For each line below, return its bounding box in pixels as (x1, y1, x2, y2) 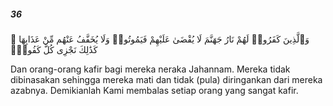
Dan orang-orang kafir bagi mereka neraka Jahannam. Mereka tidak (10, 63, 291, 75)
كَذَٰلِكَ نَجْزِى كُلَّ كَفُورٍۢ (10, 43, 98, 55)
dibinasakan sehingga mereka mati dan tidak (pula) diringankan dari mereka (10, 73, 323, 85)
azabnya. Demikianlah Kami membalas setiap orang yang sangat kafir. (10, 84, 299, 96)
